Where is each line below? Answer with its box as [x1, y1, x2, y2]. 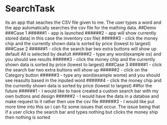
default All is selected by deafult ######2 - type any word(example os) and [5, 51, 162, 57]
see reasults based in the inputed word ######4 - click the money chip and [5, 77, 162, 83]
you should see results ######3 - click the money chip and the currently [5, 56, 156, 62]
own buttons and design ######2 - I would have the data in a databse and [5, 93, 159, 99]
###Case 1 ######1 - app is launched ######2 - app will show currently [5, 30, 157, 36]
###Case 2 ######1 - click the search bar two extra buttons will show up [5, 46, 157, 52]
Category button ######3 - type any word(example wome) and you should [5, 72, 161, 78]
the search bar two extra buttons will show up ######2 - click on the [5, 66, 148, 72]
